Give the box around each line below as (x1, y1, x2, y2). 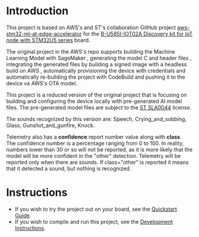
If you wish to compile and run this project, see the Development (14, 218, 173, 225)
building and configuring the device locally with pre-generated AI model (6, 97, 182, 105)
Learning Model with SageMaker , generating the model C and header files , (6, 54, 192, 61)
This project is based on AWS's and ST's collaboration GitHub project (6, 24, 176, 31)
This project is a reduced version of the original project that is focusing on (6, 91, 187, 98)
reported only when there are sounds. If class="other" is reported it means (6, 158, 189, 166)
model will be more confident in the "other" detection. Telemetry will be (6, 152, 181, 159)
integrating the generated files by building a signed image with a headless (6, 61, 187, 68)
